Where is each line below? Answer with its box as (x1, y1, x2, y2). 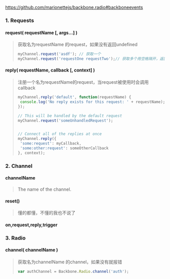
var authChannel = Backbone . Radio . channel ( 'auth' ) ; (17, 269, 129, 274)
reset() (5, 198, 20, 204)
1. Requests (5, 17, 34, 24)
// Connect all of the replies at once (17, 131, 102, 136)
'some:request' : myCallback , (20, 141, 82, 146)
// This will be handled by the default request (17, 113, 122, 118)
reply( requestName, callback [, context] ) (5, 67, 95, 73)
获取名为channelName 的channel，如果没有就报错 (17, 259, 122, 265)
